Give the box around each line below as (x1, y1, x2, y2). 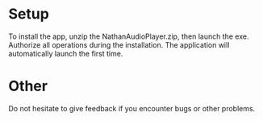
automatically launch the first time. (8, 48, 123, 58)
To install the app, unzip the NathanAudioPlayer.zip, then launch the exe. (8, 31, 249, 41)
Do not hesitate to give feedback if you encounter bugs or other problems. (8, 103, 256, 113)
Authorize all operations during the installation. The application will (8, 40, 230, 49)
